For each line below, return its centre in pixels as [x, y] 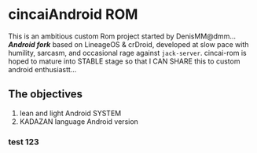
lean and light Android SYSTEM [70, 113]
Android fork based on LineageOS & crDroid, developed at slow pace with [128, 44]
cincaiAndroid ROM [73, 15]
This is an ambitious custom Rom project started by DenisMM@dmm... [122, 36]
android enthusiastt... [42, 69]
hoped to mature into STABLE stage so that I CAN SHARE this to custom [124, 61]
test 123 [24, 141]
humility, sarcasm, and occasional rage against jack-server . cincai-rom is [127, 53]
